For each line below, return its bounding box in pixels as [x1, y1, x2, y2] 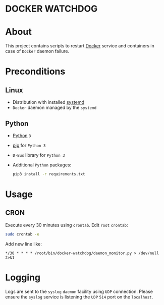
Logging [5, 272, 41, 283]
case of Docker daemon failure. [5, 48, 70, 54]
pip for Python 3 [12, 142, 46, 148]
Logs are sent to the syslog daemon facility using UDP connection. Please [5, 288, 153, 294]
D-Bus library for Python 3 [12, 152, 65, 158]
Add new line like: [5, 240, 42, 247]
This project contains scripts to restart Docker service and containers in [5, 43, 155, 49]
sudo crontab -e [5, 231, 39, 237]
